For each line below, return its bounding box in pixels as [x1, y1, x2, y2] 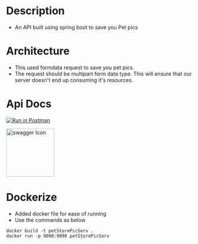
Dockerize [6, 191, 57, 204]
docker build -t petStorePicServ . [6, 227, 94, 234]
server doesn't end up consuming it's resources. [14, 76, 134, 83]
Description [6, 4, 65, 18]
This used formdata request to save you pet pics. [14, 64, 135, 71]
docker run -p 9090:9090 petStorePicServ [6, 233, 110, 239]
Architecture [6, 44, 70, 58]
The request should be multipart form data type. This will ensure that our [14, 70, 192, 77]
